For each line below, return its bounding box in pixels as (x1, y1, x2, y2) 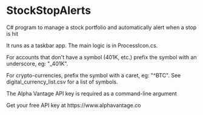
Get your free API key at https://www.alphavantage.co (6, 101, 141, 109)
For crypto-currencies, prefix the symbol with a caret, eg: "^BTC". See (6, 71, 181, 79)
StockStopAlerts (6, 4, 92, 18)
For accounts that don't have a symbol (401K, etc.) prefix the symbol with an (6, 53, 197, 61)
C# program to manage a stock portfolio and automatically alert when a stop (6, 24, 197, 31)
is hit (6, 30, 18, 37)
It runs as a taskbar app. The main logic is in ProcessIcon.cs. (6, 42, 158, 49)
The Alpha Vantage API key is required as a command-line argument (6, 90, 177, 97)
